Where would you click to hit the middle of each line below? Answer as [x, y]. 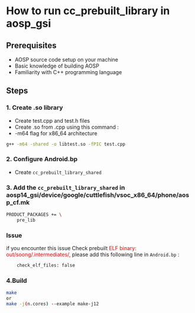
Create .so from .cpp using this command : [67, 127]
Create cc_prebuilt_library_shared [58, 172]
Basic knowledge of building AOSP [57, 66]
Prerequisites [31, 45]
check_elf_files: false [46, 266]
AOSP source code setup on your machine [66, 60]
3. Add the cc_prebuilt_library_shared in [66, 187]
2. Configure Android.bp [42, 159]
